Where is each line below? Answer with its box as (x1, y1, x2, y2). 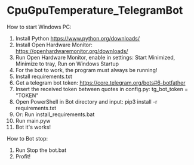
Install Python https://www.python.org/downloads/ (15, 35, 140, 42)
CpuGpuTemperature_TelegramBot (7, 4, 183, 17)
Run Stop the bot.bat (15, 147, 67, 154)
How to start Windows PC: (7, 23, 72, 30)
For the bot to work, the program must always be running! (15, 66, 158, 73)
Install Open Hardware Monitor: (15, 41, 93, 48)
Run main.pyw (15, 117, 51, 124)
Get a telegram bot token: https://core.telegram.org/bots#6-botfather (15, 79, 186, 86)
